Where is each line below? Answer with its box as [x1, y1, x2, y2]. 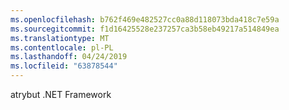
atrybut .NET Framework [10, 89, 112, 100]
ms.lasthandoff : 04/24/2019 [10, 52, 128, 62]
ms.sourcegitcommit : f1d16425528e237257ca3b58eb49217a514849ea [10, 24, 280, 34]
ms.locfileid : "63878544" [10, 61, 118, 71]
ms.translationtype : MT [10, 33, 110, 43]
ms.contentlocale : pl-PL [10, 42, 114, 53]
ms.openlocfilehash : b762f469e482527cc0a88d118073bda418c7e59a [10, 14, 280, 25]
